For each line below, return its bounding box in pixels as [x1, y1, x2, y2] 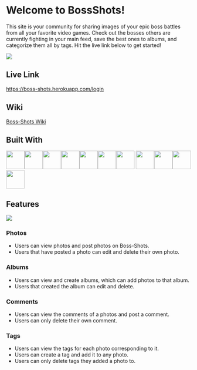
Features [6, 199, 39, 209]
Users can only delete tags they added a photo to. [14, 358, 136, 365]
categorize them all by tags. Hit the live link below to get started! [6, 42, 162, 49]
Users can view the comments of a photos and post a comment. [14, 311, 170, 318]
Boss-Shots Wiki [6, 118, 46, 125]
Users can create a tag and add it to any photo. [14, 351, 129, 358]
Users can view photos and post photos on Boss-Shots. [14, 242, 150, 250]
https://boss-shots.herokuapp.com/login [6, 85, 104, 92]
